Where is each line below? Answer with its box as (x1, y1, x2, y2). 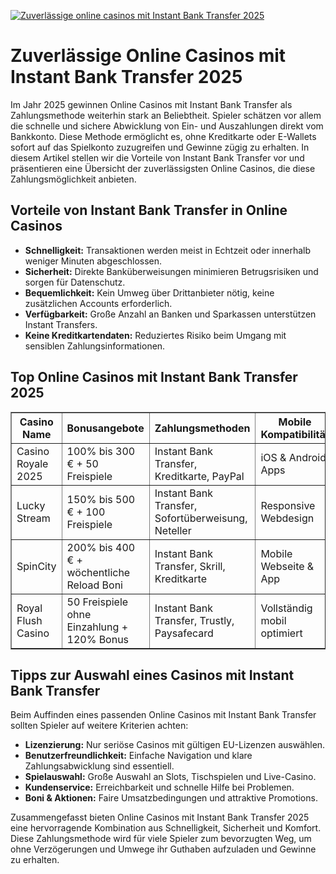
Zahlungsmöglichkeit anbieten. (10, 173, 137, 185)
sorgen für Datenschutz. (24, 276, 126, 288)
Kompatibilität (260, 427, 330, 441)
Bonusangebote (66, 421, 145, 435)
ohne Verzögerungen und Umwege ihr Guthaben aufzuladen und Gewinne (10, 843, 317, 855)
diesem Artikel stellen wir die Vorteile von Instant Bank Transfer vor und (10, 151, 305, 164)
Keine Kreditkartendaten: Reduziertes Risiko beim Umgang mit (24, 329, 287, 341)
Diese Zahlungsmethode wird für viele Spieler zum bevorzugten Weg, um (10, 833, 312, 845)
